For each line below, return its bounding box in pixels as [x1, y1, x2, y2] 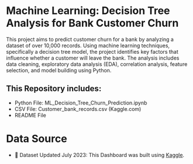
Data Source [6, 132, 67, 145]
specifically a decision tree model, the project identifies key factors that [6, 48, 178, 55]
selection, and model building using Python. [6, 67, 112, 74]
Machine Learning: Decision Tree [6, 4, 170, 18]
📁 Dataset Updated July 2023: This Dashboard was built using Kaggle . [14, 151, 185, 158]
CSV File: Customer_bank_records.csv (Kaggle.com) [14, 105, 142, 112]
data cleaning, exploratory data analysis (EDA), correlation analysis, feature [6, 60, 188, 68]
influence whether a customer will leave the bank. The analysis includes [6, 54, 180, 61]
